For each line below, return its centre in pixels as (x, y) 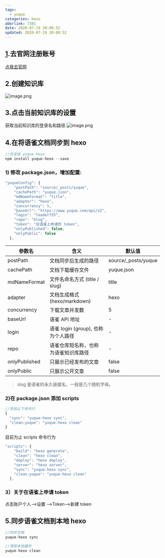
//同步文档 (15, 533)
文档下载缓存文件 (69, 270)
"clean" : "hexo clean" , (38, 456)
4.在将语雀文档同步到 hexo (46, 142)
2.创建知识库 (25, 84)
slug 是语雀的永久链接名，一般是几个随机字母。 (65, 384)
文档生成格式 (65, 294)
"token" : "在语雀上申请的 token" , (47, 224)
